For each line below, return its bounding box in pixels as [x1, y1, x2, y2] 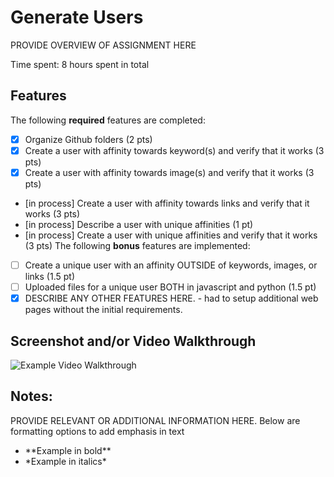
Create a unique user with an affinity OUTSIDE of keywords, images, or [24, 259, 318, 271]
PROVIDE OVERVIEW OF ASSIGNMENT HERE [10, 39, 197, 51]
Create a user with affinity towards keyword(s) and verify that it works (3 [24, 144, 325, 156]
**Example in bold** [24, 444, 112, 456]
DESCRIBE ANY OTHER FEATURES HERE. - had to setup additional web [24, 292, 319, 305]
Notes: [10, 388, 53, 405]
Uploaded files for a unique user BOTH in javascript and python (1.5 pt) [24, 281, 317, 293]
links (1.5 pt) [24, 271, 75, 282]
